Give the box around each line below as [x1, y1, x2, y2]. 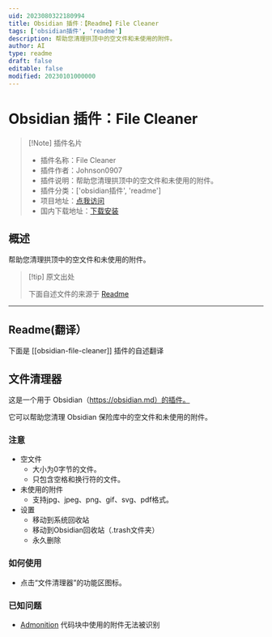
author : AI [8, 42, 45, 50]
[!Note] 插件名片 [28, 138, 83, 147]
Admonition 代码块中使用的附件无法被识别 [19, 619, 160, 629]
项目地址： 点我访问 [40, 195, 105, 205]
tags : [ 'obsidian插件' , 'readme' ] [8, 27, 123, 35]
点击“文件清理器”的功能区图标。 [19, 577, 127, 588]
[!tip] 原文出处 [28, 272, 75, 282]
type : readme [8, 49, 53, 58]
